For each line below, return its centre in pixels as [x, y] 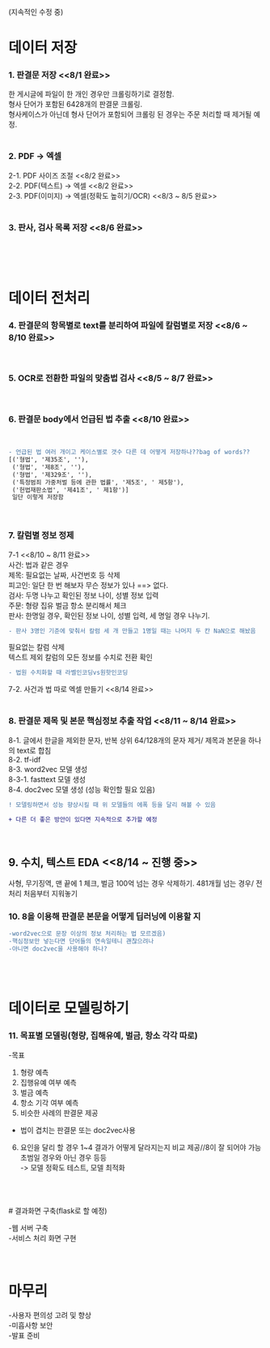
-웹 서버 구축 [28, 1228]
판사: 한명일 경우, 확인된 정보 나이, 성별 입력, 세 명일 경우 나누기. [109, 616]
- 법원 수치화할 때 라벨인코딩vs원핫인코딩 [68, 673]
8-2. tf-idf [25, 759]
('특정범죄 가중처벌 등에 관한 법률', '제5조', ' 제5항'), [98, 482]
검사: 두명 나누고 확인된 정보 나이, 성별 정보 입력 [84, 595]
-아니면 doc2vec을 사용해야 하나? [58, 949]
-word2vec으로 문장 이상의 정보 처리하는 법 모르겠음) [87, 934]
